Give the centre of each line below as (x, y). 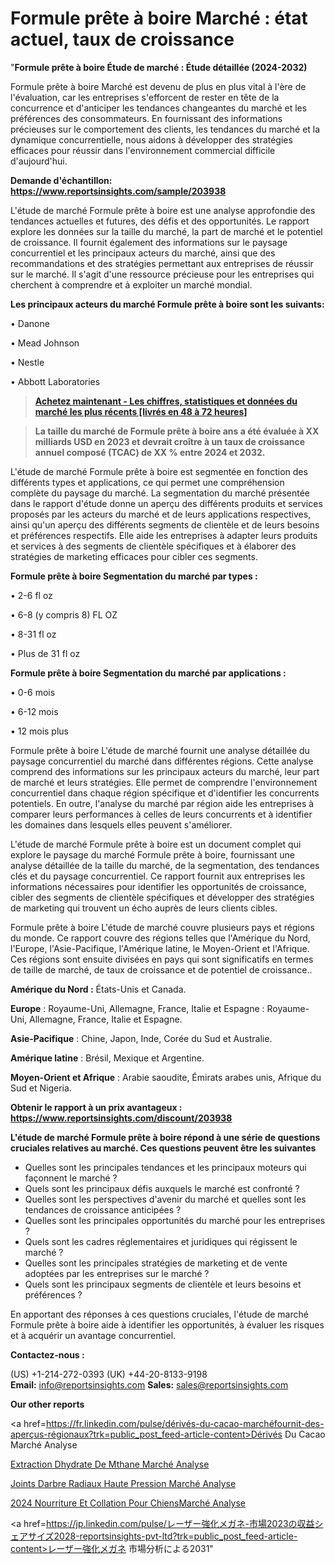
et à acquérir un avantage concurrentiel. (93, 1335)
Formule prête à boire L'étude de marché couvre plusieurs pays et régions (162, 927)
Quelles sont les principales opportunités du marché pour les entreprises (175, 1220)
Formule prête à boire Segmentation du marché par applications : (148, 673)
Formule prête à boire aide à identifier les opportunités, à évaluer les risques (167, 1324)
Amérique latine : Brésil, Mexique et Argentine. (107, 1058)
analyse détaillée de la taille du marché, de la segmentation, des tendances (165, 865)
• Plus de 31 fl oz (45, 653)
